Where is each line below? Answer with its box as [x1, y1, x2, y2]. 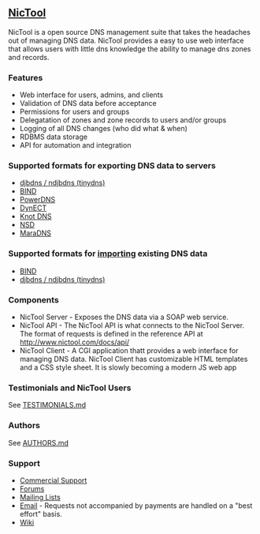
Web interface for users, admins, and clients [19, 90, 164, 100]
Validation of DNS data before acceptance [19, 99, 157, 108]
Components [8, 294, 59, 305]
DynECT [19, 203, 47, 212]
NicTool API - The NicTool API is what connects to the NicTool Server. [19, 321, 245, 330]
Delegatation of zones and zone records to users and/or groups [19, 115, 227, 125]
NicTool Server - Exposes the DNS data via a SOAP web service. [19, 312, 228, 322]
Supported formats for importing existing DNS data [8, 248, 208, 259]
